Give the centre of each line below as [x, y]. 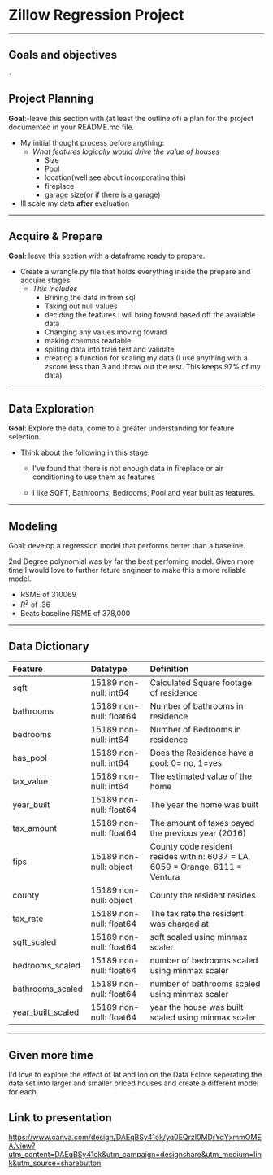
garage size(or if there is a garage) [102, 194]
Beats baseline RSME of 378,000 [75, 613]
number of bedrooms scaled [204, 960]
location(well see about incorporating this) [115, 177]
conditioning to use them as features [94, 477]
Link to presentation [60, 1118]
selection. [25, 437]
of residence [174, 693]
